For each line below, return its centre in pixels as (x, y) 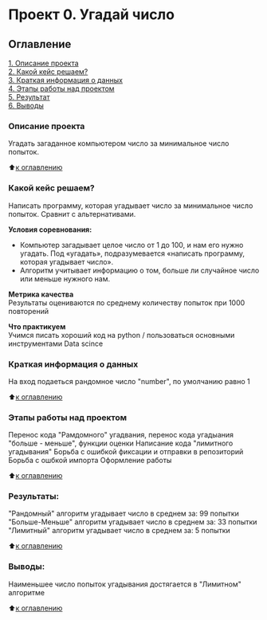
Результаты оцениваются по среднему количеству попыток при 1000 (127, 302)
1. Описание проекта (43, 63)
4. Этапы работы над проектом (61, 88)
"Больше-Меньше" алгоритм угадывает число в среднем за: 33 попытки (133, 522)
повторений (29, 311)
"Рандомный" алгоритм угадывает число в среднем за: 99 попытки (124, 514)
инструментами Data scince (56, 343)
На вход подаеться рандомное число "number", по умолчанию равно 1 (129, 381)
